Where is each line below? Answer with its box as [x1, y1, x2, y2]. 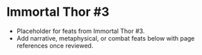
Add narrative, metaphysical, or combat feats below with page [16, 34, 195, 42]
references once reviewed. [16, 41, 94, 49]
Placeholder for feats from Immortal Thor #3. [16, 27, 145, 35]
